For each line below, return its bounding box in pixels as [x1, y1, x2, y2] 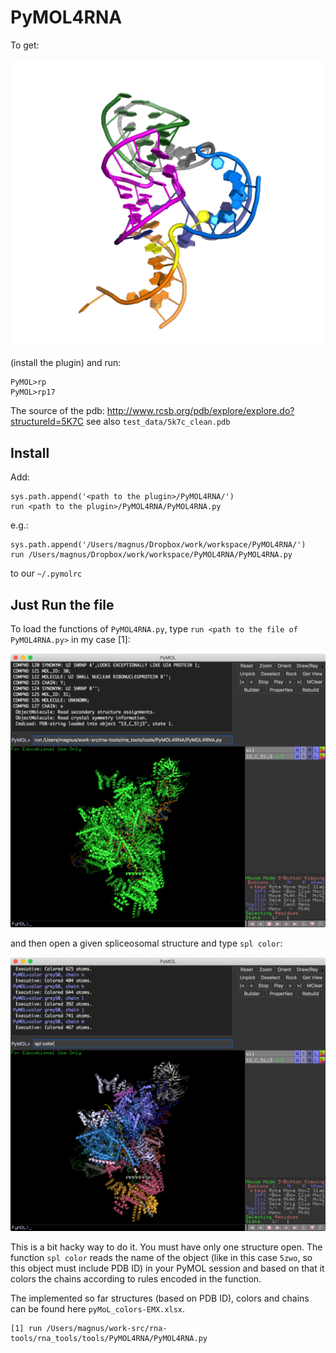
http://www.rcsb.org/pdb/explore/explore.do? [106, 405, 295, 417]
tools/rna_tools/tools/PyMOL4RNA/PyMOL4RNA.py [10, 1334, 208, 1344]
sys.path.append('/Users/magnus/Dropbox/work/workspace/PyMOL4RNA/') [10, 540, 307, 550]
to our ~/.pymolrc [10, 567, 83, 580]
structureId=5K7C [10, 416, 85, 428]
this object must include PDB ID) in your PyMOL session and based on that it [10, 1262, 325, 1275]
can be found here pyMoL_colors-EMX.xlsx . [10, 1303, 186, 1315]
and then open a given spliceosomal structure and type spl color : [10, 937, 283, 949]
